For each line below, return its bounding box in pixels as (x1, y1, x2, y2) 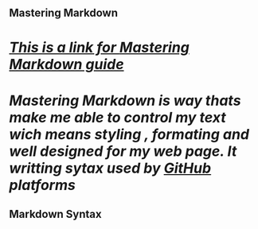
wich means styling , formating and (9, 125, 250, 143)
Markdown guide (9, 55, 124, 73)
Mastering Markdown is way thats (9, 91, 241, 110)
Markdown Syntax (9, 208, 102, 221)
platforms (9, 176, 76, 194)
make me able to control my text (9, 108, 226, 126)
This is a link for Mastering (9, 38, 190, 56)
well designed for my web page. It (9, 142, 237, 160)
